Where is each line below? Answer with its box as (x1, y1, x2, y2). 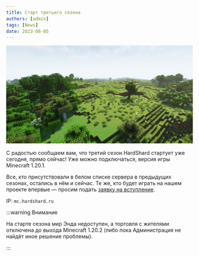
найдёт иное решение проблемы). (6, 232, 93, 239)
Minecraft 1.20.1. (6, 161, 46, 168)
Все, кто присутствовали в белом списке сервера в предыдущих (6, 173, 172, 180)
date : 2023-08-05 (6, 28, 49, 34)
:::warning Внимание (6, 209, 58, 216)
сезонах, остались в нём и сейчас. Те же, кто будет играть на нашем (6, 179, 182, 186)
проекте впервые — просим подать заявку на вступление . (6, 186, 155, 193)
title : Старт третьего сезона (6, 9, 81, 15)
